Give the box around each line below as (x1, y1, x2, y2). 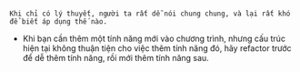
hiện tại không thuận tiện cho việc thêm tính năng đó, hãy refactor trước (22, 43, 293, 54)
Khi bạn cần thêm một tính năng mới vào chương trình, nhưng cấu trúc (22, 33, 286, 45)
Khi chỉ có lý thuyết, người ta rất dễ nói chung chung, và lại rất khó (9, 9, 291, 18)
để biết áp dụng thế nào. (9, 17, 107, 26)
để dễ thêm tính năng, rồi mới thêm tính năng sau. (22, 53, 209, 64)
